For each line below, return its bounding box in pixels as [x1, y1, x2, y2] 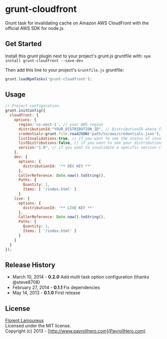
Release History [5, 260, 56, 269]
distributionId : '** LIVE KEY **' [23, 205, 94, 210]
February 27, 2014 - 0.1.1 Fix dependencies [12, 285, 100, 291]
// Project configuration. [5, 104, 61, 109]
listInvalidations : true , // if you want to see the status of [18, 136, 150, 141]
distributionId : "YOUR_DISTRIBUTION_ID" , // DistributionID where [18, 126, 157, 131]
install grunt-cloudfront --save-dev [5, 58, 83, 63]
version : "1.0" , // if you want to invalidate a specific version [18, 145, 157, 150]
